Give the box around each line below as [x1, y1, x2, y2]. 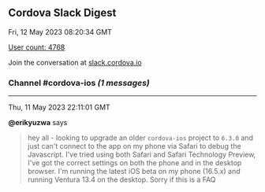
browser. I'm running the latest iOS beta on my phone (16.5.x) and [27, 167, 241, 176]
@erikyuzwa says [8, 118, 68, 127]
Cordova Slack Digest [8, 6, 117, 20]
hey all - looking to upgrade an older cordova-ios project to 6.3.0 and [27, 133, 254, 142]
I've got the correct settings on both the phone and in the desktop [27, 158, 242, 168]
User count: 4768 [8, 42, 65, 52]
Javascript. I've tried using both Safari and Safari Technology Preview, [27, 150, 256, 160]
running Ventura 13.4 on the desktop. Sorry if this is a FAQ [27, 175, 216, 184]
